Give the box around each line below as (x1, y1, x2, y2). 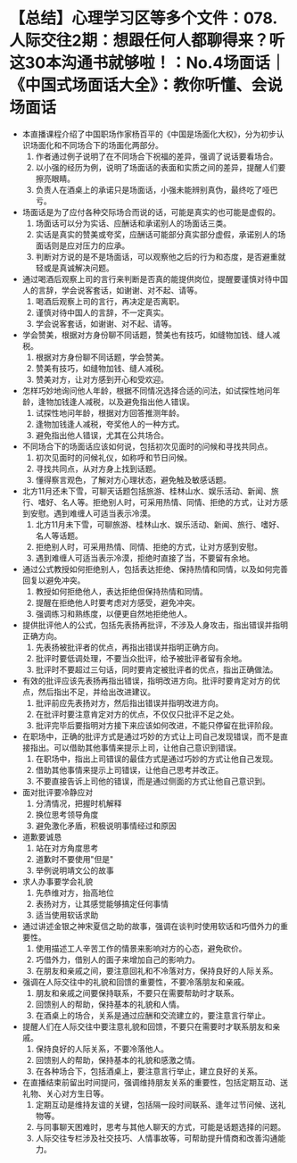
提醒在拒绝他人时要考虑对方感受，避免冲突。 (35, 597, 201, 608)
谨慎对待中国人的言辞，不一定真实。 (35, 307, 169, 318)
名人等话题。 (35, 530, 83, 541)
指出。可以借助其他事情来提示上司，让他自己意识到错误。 (29, 742, 242, 752)
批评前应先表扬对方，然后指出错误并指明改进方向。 (35, 697, 224, 708)
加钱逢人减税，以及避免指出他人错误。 (53, 396, 194, 407)
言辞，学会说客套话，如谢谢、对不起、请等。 (37, 285, 202, 295)
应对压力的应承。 (66, 240, 130, 251)
